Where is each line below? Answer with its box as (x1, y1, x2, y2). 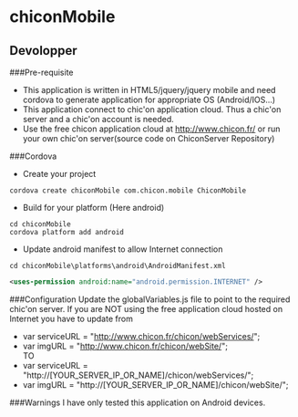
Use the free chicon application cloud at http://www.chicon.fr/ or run (22, 123, 281, 134)
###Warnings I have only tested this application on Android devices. (9, 397, 266, 408)
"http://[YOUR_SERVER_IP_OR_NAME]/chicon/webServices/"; (22, 370, 254, 381)
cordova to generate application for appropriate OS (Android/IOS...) (22, 94, 276, 105)
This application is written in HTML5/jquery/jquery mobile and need (22, 85, 276, 95)
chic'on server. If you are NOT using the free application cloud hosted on (9, 303, 283, 314)
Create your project (22, 169, 97, 179)
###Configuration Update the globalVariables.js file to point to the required (9, 294, 291, 305)
